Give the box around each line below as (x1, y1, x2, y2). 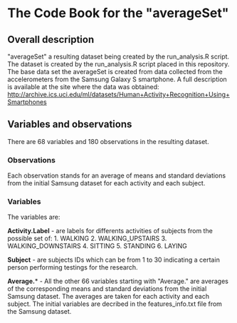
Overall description (7, 34, 95, 46)
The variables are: (7, 212, 60, 222)
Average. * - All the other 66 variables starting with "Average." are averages (7, 277, 229, 286)
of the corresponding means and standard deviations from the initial (7, 284, 207, 293)
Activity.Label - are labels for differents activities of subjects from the (7, 227, 214, 235)
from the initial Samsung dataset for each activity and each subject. (7, 179, 206, 188)
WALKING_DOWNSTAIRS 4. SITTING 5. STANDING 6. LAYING (7, 242, 187, 250)
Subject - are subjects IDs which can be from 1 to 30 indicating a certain (7, 255, 221, 265)
